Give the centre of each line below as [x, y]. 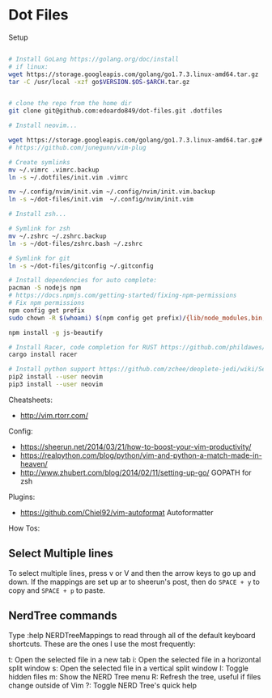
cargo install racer [43, 355]
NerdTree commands [63, 616]
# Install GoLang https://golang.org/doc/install [94, 59]
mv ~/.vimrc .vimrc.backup [54, 170]
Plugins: [22, 497]
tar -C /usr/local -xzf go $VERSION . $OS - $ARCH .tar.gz [99, 82]
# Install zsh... [38, 214]
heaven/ [34, 463]
